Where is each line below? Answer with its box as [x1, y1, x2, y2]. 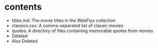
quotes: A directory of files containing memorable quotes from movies [11, 28, 154, 33]
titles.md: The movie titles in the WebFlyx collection [11, 17, 116, 23]
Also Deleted [11, 38, 38, 44]
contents [4, 1, 42, 13]
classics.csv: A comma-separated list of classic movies [11, 22, 123, 28]
